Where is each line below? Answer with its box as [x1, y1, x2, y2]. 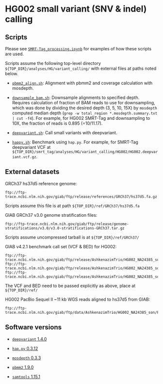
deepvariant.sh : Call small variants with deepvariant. [12, 130, 117, 135]
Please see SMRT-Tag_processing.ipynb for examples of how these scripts [5, 46, 152, 51]
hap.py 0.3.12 [12, 345, 38, 351]
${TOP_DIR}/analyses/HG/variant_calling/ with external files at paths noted [5, 65, 157, 71]
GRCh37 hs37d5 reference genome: [5, 180, 77, 186]
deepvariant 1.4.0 [12, 336, 47, 342]
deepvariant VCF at [12, 144, 51, 150]
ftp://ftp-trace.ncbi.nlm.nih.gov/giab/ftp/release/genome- [5, 222, 130, 226]
